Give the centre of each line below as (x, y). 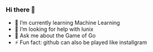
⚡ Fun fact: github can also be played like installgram (81, 42)
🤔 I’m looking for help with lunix (54, 29)
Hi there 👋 (21, 10)
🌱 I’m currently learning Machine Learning (67, 23)
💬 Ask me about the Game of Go (55, 36)
